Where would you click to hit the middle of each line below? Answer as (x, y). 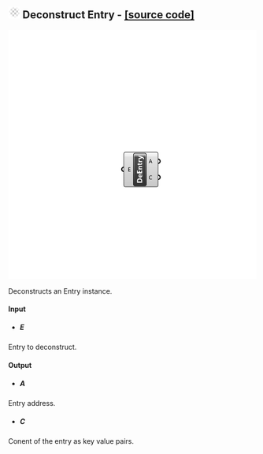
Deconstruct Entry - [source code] (109, 15)
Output (20, 365)
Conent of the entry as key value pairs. (71, 441)
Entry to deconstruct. (43, 347)
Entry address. (32, 403)
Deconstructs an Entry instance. (60, 291)
